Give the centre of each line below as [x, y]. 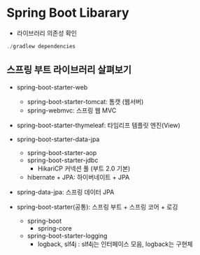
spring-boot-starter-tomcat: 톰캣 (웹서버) [85, 101]
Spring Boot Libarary [68, 13]
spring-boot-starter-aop [62, 152]
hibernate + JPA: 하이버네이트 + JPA [78, 177]
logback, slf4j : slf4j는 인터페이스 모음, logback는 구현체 [115, 244]
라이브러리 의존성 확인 [47, 33]
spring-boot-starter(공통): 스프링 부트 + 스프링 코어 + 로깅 [97, 207]
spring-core [55, 228]
